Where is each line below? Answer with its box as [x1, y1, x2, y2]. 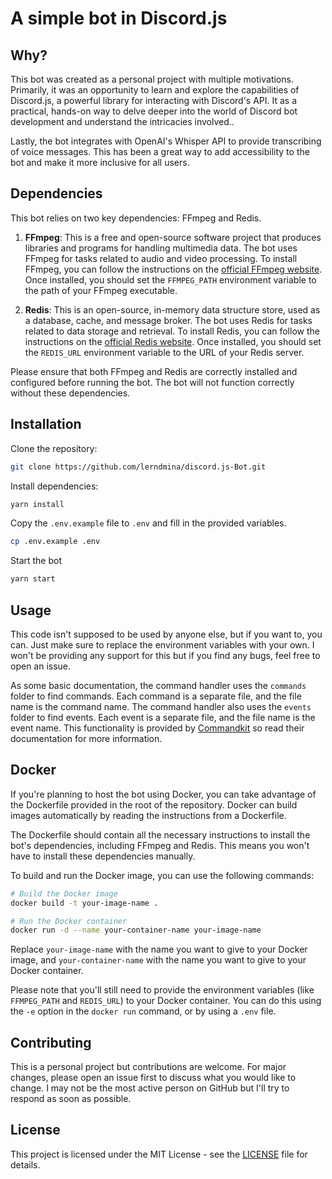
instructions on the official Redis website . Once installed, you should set [24, 335, 322, 347]
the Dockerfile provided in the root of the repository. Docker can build [10, 798, 298, 811]
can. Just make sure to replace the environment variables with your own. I [10, 638, 315, 651]
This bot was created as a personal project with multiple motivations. [10, 73, 294, 85]
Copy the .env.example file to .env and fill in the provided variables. [10, 517, 287, 529]
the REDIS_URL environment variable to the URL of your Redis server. [24, 346, 305, 358]
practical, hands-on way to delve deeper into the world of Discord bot [10, 105, 298, 117]
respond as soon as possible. [10, 1093, 132, 1105]
